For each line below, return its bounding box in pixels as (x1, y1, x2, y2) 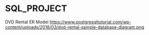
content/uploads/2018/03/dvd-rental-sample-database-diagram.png (5, 24, 145, 30)
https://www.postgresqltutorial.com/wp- (49, 19, 131, 25)
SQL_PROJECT (5, 3, 67, 14)
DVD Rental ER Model (5, 19, 49, 25)
